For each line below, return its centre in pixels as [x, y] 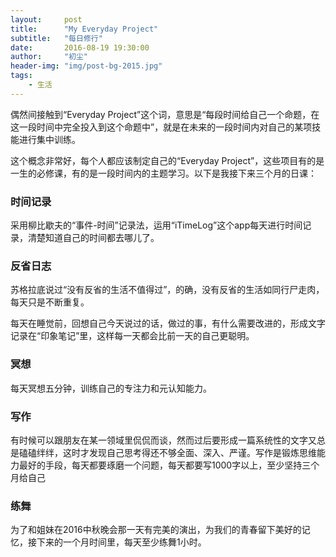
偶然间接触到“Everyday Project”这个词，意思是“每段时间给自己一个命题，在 [165, 114]
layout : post [46, 19]
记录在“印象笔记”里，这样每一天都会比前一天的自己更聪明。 [132, 336]
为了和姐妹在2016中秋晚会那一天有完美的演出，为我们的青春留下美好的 [156, 530]
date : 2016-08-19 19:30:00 [80, 47]
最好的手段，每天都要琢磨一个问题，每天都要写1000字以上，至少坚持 [160, 465]
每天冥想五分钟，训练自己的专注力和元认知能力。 [111, 388]
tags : [21, 76]
